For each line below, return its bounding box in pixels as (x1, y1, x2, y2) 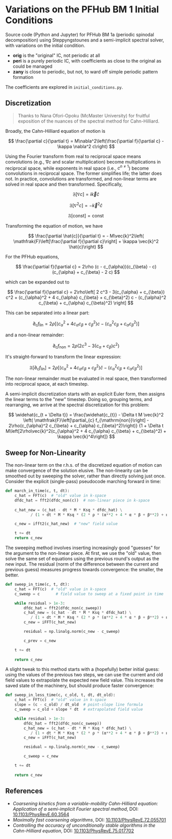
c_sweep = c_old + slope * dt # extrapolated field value (14, 707, 143, 712)
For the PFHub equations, (5, 254, 59, 260)
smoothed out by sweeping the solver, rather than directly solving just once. (5, 473, 166, 479)
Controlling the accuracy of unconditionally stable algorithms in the (12, 822, 156, 828)
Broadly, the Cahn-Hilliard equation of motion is (5, 128, 106, 134)
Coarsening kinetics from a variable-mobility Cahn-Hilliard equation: (12, 800, 158, 806)
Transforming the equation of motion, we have (5, 223, 103, 229)
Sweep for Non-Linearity (5, 448, 86, 457)
